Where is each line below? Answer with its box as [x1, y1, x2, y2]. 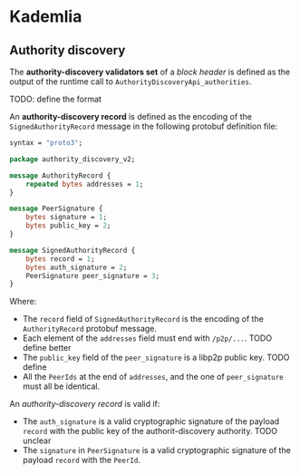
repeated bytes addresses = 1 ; [25, 179, 144, 189]
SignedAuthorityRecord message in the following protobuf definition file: [9, 121, 278, 131]
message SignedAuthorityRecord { [9, 246, 136, 255]
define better [22, 343, 72, 353]
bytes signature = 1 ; [25, 213, 107, 222]
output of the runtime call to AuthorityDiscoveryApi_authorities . [9, 76, 252, 87]
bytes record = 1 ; [25, 254, 95, 264]
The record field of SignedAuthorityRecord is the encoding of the [22, 314, 265, 324]
